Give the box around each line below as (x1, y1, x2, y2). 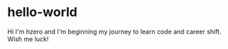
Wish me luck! (7, 34, 49, 43)
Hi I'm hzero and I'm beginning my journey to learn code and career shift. (7, 27, 222, 36)
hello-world (7, 4, 78, 20)
